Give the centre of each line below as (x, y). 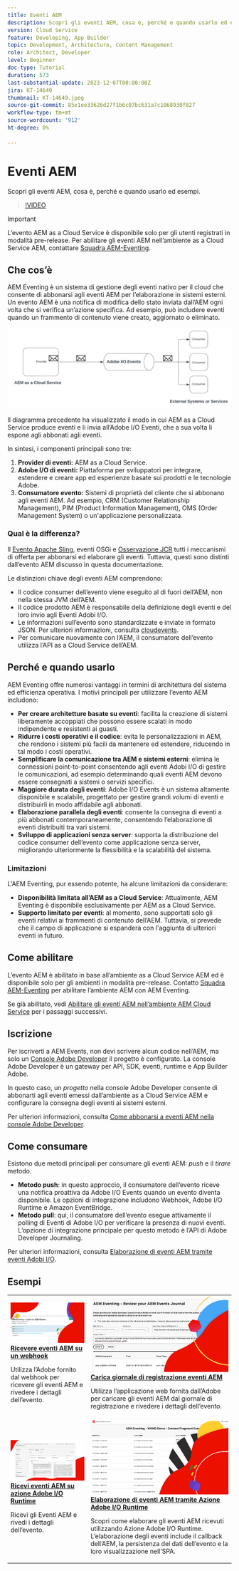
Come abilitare (41, 958)
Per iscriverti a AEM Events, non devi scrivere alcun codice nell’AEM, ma (113, 1051)
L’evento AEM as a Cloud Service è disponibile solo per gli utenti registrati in (119, 232)
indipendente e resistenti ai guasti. (68, 729)
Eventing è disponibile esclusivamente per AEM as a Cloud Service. (116, 905)
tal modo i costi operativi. (55, 751)
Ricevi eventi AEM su (42, 1486)
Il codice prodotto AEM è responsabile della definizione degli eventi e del (124, 607)
